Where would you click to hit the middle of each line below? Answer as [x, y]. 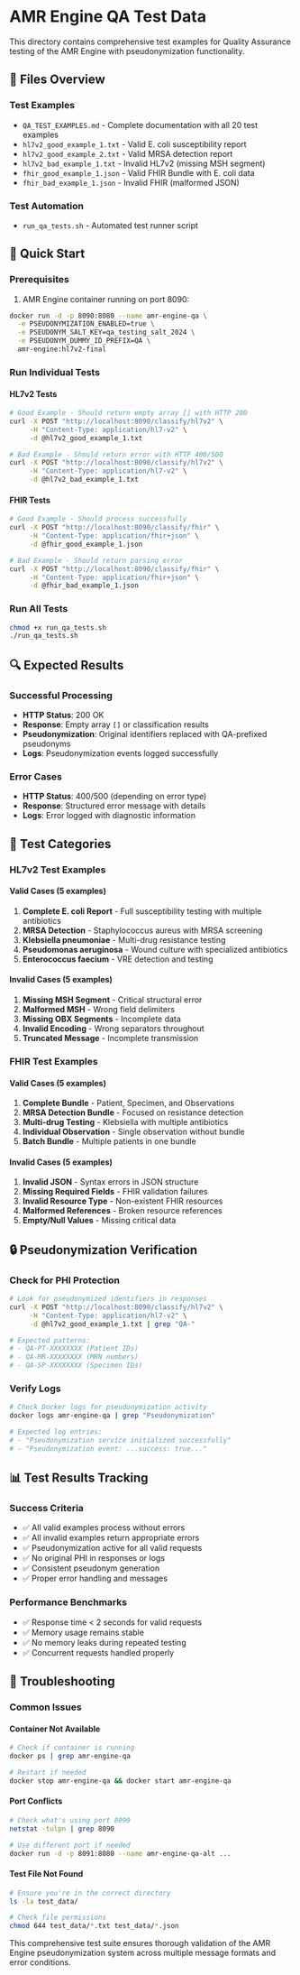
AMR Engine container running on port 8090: [106, 299]
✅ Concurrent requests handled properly [98, 1652]
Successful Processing [61, 695]
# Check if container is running [72, 1748]
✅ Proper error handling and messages [95, 1578]
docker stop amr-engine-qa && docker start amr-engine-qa [120, 1781]
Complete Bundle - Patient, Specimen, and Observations [128, 1103]
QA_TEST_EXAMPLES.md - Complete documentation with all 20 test [140, 125]
